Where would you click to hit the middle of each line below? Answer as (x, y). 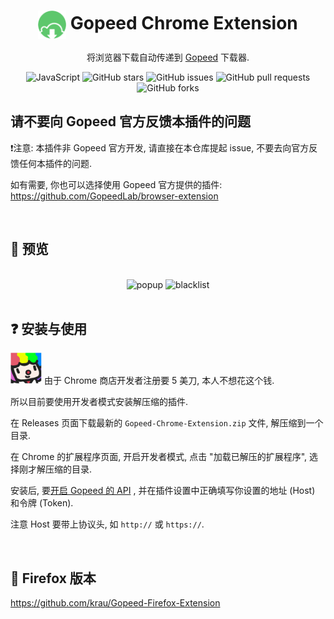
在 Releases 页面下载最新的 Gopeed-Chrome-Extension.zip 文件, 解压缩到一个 (167, 423)
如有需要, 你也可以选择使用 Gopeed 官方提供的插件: (116, 184)
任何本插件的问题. (55, 163)
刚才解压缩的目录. (55, 469)
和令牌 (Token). (42, 503)
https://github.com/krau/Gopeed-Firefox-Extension (115, 603)
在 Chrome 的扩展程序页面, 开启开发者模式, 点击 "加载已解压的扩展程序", (159, 457)
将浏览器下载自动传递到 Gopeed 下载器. (168, 57)
